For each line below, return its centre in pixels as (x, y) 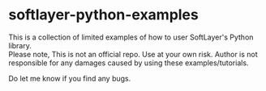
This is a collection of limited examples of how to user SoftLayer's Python (131, 37)
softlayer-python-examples (103, 15)
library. (20, 45)
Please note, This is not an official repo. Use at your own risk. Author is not (133, 54)
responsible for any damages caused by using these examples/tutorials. (129, 63)
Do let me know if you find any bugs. (70, 78)
